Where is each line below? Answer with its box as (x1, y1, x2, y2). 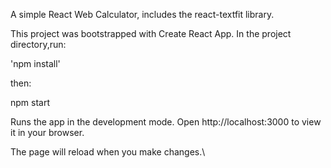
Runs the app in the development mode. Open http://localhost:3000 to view (10, 116, 322, 128)
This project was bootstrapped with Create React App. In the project (10, 28, 292, 39)
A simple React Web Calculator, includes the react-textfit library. (10, 9, 275, 20)
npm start (10, 97, 51, 108)
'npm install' (10, 58, 61, 69)
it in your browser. (10, 127, 85, 138)
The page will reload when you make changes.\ (10, 146, 206, 158)
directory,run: (10, 39, 67, 50)
